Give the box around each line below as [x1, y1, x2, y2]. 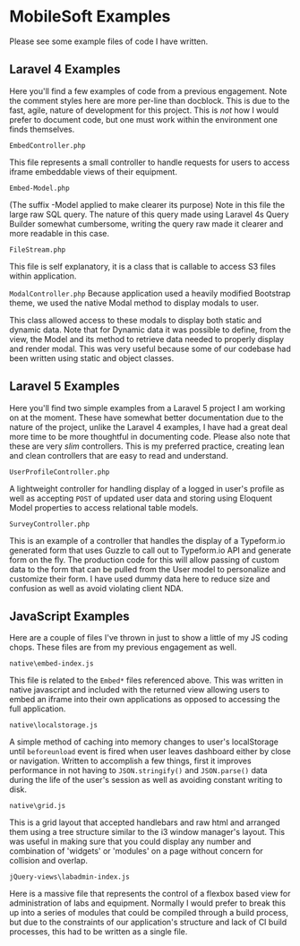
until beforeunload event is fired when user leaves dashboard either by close [9, 746, 291, 757]
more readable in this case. [9, 228, 110, 238]
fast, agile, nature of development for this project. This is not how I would [9, 105, 279, 116]
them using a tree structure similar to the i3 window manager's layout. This [9, 827, 285, 838]
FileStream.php [9, 245, 66, 254]
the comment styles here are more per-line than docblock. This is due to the [9, 95, 290, 106]
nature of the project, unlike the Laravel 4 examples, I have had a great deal [9, 421, 288, 432]
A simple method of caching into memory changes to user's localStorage [9, 736, 279, 747]
